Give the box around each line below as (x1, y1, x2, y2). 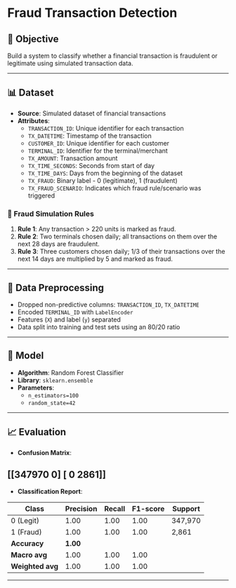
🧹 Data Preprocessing (7, 281, 104, 293)
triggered (27, 191, 55, 200)
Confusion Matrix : (17, 448, 72, 456)
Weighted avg (11, 561, 58, 571)
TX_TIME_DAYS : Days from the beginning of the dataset (27, 169, 183, 177)
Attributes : (17, 116, 51, 124)
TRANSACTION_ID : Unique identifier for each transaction (27, 124, 184, 132)
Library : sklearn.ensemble (17, 376, 93, 384)
